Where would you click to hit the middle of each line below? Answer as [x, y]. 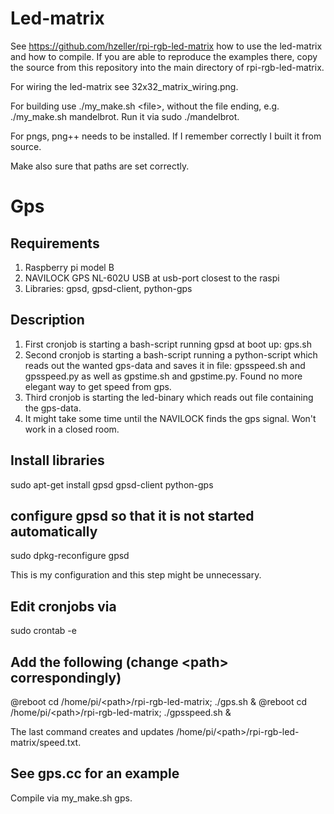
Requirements [55, 243]
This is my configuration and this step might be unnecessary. [136, 575]
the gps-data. [53, 408]
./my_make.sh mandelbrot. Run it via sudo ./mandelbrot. [125, 116]
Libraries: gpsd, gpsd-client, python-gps [108, 288]
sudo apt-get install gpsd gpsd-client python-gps [112, 484]
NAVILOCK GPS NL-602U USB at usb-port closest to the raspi [152, 278]
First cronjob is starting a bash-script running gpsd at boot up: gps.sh [168, 344]
